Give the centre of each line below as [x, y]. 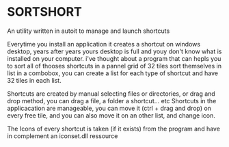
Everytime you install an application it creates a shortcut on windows [104, 44]
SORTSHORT [44, 12]
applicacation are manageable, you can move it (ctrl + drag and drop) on [109, 108]
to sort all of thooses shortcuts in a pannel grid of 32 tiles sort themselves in [114, 66]
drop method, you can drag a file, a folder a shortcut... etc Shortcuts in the [112, 101]
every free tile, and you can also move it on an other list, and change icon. [111, 115]
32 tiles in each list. [34, 80]
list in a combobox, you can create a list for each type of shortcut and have [113, 73]
